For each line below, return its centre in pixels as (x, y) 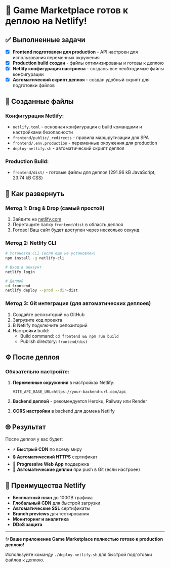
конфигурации (28, 74)
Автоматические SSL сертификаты (51, 508)
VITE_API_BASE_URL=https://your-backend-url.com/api (69, 392)
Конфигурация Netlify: (35, 116)
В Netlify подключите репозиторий (50, 325)
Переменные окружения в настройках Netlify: (63, 383)
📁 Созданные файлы (40, 101)
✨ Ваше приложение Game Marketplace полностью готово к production (84, 539)
